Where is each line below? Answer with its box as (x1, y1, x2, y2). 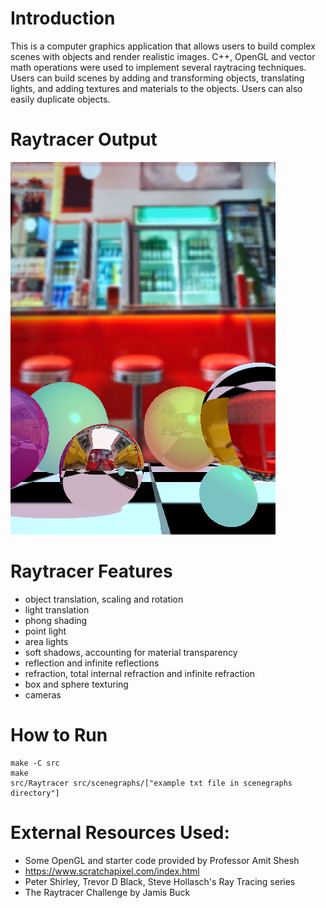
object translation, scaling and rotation (24, 593, 184, 605)
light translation (24, 603, 90, 616)
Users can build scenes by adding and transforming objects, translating (10, 72, 305, 84)
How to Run (10, 724, 108, 746)
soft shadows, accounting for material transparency (24, 646, 238, 658)
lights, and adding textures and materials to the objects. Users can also (10, 82, 303, 94)
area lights (24, 635, 69, 647)
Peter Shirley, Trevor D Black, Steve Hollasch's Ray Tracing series (24, 875, 296, 887)
